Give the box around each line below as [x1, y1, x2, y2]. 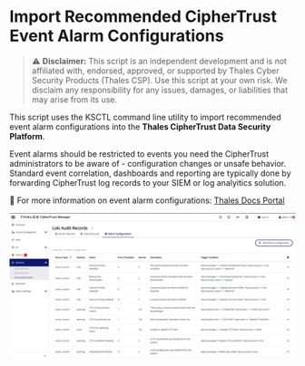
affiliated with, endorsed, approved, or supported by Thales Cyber [31, 65, 280, 76]
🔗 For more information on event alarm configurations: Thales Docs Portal [9, 195, 285, 206]
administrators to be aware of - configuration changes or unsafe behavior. [9, 158, 287, 169]
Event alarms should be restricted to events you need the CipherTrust [9, 148, 270, 159]
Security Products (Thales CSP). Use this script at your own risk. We [31, 74, 288, 85]
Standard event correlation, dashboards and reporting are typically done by [9, 168, 292, 178]
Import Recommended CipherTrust [9, 6, 278, 27]
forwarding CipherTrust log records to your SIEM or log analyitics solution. [9, 177, 287, 188]
